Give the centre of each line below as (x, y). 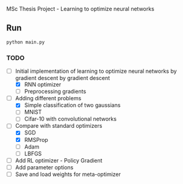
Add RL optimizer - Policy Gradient (59, 160)
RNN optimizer (43, 84)
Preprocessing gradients (55, 92)
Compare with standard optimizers (59, 126)
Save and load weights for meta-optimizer (68, 174)
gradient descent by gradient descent (63, 78)
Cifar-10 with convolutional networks (70, 119)
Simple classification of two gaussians (72, 105)
